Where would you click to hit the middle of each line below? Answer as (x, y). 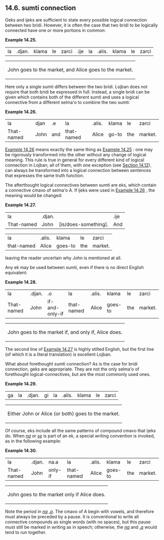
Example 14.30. (21, 450)
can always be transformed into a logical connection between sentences (78, 170)
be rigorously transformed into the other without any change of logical (76, 154)
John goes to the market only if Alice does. (57, 494)
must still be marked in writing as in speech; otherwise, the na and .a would (81, 527)
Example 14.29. (21, 384)
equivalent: (16, 272)
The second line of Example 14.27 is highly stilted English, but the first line (80, 349)
